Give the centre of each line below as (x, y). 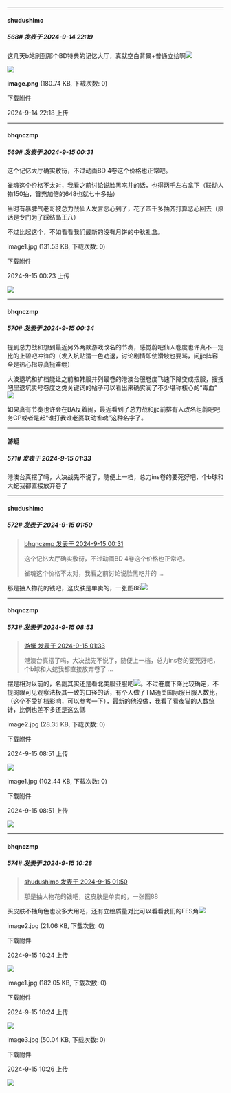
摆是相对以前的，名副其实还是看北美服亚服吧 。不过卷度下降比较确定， (110, 684)
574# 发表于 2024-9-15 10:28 (50, 863)
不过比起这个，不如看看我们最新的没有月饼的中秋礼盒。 (85, 232)
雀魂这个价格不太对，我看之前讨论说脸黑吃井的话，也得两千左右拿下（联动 (112, 185)
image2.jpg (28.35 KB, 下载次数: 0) (56, 724)
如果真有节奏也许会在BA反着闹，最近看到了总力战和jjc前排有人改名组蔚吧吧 (114, 409)
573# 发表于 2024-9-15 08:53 (51, 627)
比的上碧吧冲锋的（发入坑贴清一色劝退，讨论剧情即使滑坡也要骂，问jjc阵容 (113, 356)
